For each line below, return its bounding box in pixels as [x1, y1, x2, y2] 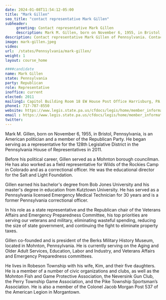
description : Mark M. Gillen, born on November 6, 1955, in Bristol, [16, 30, 163, 35]
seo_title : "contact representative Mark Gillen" [5, 16, 110, 21]
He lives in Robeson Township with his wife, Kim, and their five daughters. [5, 262, 156, 268]
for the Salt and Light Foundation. [5, 171, 73, 178]
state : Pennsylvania [5, 76, 48, 81]
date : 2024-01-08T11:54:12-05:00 [5, 7, 74, 12]
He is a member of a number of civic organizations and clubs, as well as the [5, 268, 160, 274]
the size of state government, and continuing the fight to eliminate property [5, 222, 158, 228]
